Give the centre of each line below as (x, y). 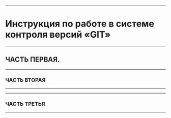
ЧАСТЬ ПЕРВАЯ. (33, 60)
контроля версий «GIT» (58, 35)
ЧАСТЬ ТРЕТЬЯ (25, 104)
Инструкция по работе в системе (80, 24)
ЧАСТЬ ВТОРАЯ (25, 80)
